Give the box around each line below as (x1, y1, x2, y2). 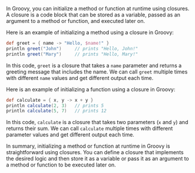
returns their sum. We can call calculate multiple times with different (6, 125, 173, 132)
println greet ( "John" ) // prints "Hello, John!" (6, 45, 138, 52)
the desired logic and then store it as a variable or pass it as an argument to (6, 155, 190, 162)
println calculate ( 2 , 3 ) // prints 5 (6, 102, 104, 108)
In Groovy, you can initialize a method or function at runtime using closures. (6, 5, 190, 12)
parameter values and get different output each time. (6, 131, 134, 138)
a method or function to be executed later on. (6, 161, 116, 168)
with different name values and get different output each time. (6, 74, 154, 81)
